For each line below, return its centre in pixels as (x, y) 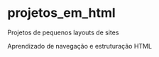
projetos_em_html (61, 13)
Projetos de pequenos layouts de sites (63, 32)
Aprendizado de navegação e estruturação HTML (80, 46)
